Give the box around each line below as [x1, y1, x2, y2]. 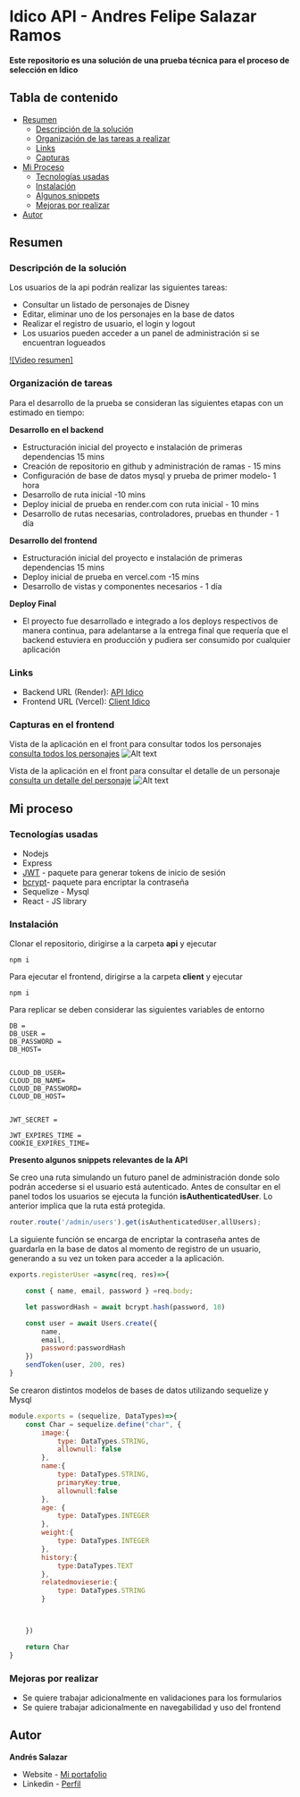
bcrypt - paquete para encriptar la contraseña [21, 877, 189, 887]
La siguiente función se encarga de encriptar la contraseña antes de [9, 1234, 261, 1245]
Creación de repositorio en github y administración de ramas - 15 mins [21, 461, 281, 471]
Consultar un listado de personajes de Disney [21, 300, 190, 310]
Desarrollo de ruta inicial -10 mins [21, 489, 146, 500]
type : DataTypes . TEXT [56, 1561, 134, 1571]
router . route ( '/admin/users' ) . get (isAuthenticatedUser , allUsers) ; [9, 1218, 262, 1227]
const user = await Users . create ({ [25, 1318, 158, 1327]
